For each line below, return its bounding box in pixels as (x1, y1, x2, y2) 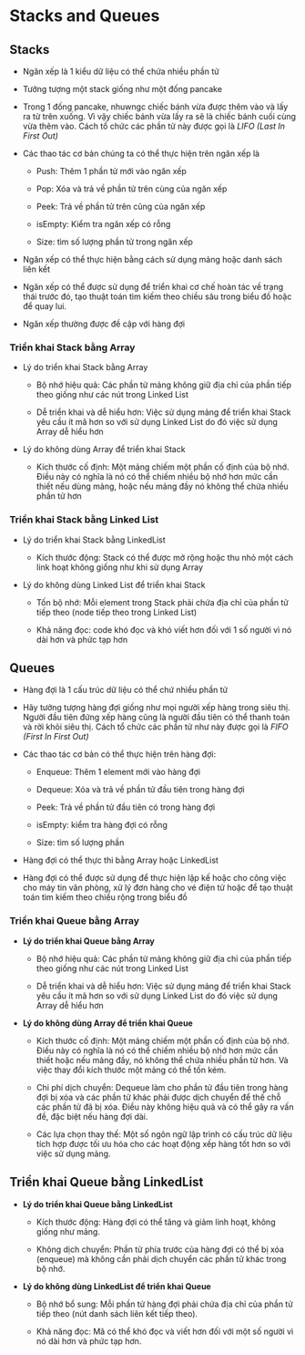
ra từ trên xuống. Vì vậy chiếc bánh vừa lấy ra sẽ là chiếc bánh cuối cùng (22, 111, 297, 121)
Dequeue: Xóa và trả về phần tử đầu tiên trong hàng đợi (36, 784, 245, 795)
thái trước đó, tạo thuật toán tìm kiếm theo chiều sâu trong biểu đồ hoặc (22, 291, 292, 302)
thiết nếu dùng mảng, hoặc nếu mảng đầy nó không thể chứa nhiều (36, 481, 289, 492)
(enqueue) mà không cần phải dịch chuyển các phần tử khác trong (36, 1253, 287, 1264)
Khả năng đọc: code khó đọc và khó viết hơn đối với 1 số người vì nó (36, 624, 292, 635)
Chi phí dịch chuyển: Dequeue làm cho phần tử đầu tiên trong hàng (36, 1081, 289, 1092)
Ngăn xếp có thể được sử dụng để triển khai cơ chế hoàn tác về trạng (22, 282, 284, 292)
